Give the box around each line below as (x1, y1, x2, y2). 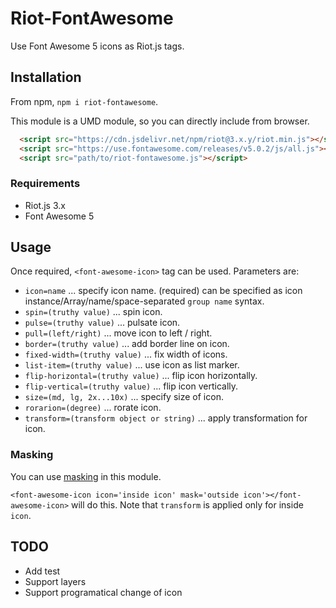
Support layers (24, 575, 87, 587)
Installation (10, 69, 82, 86)
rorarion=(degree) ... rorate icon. (24, 402, 162, 414)
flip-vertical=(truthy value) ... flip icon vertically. (24, 380, 239, 392)
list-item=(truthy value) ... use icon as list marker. (24, 359, 240, 371)
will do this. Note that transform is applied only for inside (71, 498, 304, 511)
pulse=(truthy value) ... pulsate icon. (24, 317, 181, 329)
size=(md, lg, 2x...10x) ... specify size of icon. (24, 391, 224, 403)
